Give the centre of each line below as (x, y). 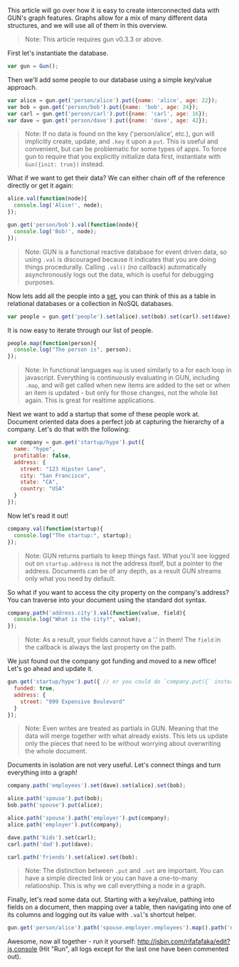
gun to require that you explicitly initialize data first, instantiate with (123, 157)
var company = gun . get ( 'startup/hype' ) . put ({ (76, 442)
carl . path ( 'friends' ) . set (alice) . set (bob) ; (73, 857)
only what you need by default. (70, 578)
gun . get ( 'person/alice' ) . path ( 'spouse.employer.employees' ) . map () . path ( (117, 928)
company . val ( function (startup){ (55, 528)
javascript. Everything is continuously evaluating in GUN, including (122, 378)
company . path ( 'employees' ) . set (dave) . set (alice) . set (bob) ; (97, 786)
